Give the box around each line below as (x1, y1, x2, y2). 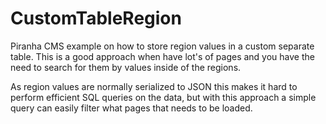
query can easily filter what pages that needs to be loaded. (10, 102, 253, 114)
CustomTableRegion (10, 7, 182, 30)
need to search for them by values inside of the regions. (10, 61, 242, 73)
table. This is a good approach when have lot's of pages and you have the (10, 50, 315, 62)
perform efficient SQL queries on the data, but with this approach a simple (10, 91, 317, 103)
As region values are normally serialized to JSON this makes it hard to (10, 80, 298, 92)
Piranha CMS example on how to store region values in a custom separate (10, 40, 315, 52)
